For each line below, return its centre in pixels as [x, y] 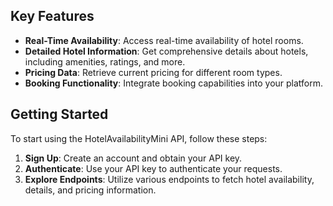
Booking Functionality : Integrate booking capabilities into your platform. [174, 83]
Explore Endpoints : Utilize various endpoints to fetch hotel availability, [169, 179]
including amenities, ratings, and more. [105, 61]
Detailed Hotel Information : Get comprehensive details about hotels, [166, 51]
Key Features [52, 16]
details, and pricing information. [90, 190]
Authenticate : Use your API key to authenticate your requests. [153, 168]
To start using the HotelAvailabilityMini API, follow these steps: [139, 138]
